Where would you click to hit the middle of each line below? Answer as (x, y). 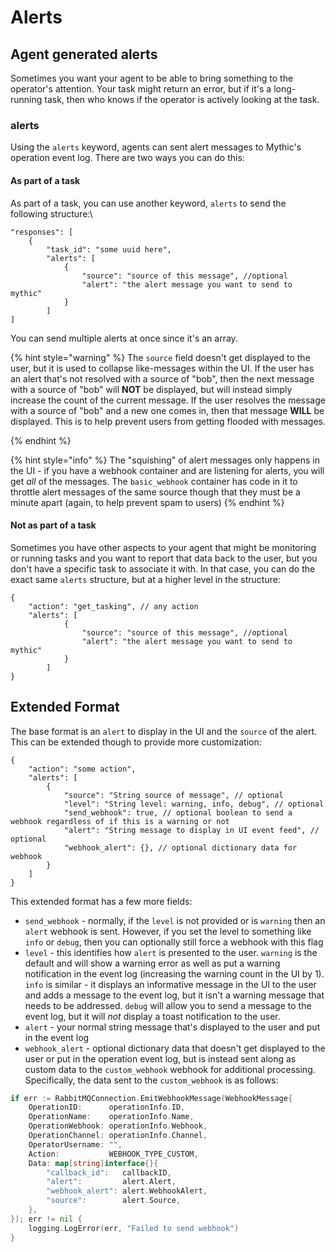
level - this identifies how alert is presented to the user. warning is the (171, 952)
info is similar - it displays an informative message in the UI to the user (170, 984)
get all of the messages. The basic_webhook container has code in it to (154, 481)
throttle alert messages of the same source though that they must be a (155, 492)
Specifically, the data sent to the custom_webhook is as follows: (151, 1080)
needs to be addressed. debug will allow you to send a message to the (168, 1005)
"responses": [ (42, 232)
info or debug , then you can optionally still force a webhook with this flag (174, 942)
